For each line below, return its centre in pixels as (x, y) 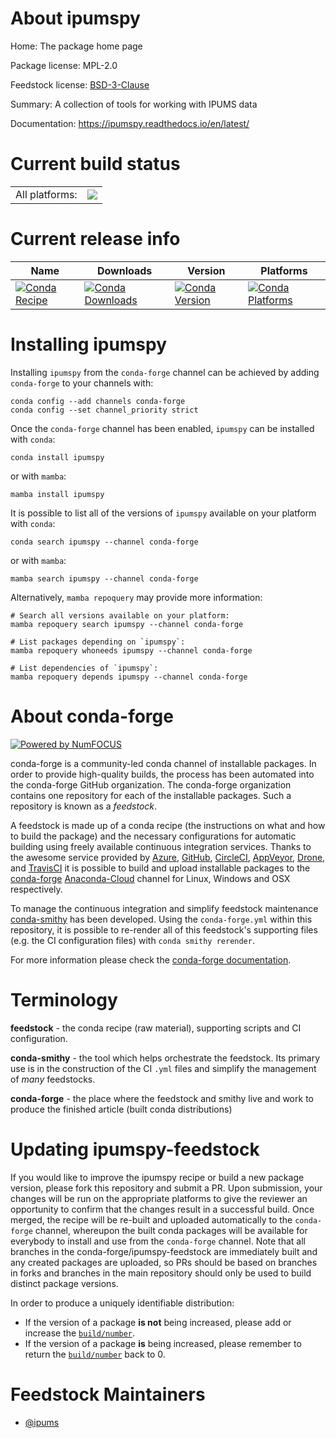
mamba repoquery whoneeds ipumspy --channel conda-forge (131, 650)
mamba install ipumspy (57, 494)
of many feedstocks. (53, 1079)
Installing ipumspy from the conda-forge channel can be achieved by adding (165, 372)
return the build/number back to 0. (95, 1354)
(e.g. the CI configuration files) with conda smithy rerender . (132, 940)
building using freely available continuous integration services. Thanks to (161, 846)
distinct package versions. (64, 1283)
